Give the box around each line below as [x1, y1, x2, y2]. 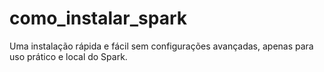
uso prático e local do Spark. [9, 50, 128, 62]
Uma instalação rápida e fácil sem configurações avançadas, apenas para [9, 40, 314, 52]
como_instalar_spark [9, 7, 188, 30]
